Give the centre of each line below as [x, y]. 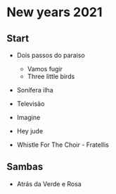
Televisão [31, 104]
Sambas [25, 167]
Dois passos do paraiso [51, 55]
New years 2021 [54, 12]
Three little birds [51, 76]
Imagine [28, 117]
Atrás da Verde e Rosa [49, 183]
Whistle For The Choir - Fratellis [63, 145]
